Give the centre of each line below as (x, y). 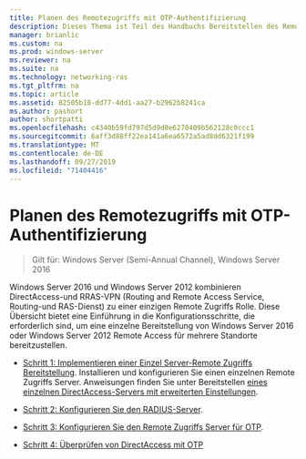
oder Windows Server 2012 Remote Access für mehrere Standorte (133, 336)
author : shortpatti (46, 119)
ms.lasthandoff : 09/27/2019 (63, 162)
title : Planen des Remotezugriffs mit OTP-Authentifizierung (128, 18)
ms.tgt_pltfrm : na (44, 86)
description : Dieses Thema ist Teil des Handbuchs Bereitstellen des (144, 26)
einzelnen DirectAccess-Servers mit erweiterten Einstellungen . (140, 392)
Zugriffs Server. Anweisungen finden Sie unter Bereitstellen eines (145, 382)
